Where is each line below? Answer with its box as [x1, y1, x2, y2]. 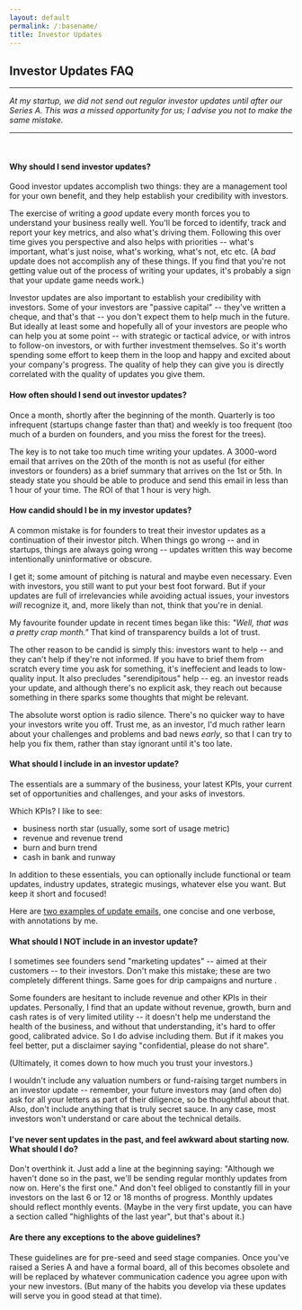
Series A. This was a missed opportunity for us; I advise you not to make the [9, 105, 293, 116]
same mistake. [9, 114, 64, 126]
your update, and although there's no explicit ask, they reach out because [9, 682, 283, 693]
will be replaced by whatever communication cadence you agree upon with [9, 1270, 288, 1282]
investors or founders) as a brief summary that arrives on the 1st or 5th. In [9, 465, 283, 476]
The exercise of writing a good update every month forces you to [9, 208, 251, 219]
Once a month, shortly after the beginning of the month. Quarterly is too [9, 409, 276, 420]
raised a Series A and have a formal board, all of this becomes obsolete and [9, 1261, 290, 1272]
